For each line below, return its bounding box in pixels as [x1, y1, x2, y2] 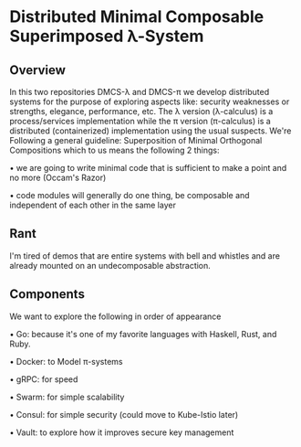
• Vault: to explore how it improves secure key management [9, 427, 234, 438]
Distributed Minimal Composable [9, 6, 265, 27]
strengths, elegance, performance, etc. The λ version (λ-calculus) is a [9, 106, 274, 116]
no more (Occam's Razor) [9, 172, 107, 183]
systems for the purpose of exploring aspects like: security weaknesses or [9, 96, 290, 107]
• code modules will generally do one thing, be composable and [9, 190, 250, 200]
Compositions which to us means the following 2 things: [9, 144, 221, 155]
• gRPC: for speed [9, 373, 78, 385]
